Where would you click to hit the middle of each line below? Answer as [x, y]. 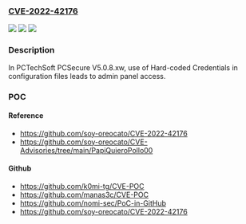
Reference [26, 116]
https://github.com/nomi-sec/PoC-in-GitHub [93, 203]
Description [32, 50]
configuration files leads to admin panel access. [87, 76]
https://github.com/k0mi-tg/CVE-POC [82, 186]
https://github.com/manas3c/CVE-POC [84, 195]
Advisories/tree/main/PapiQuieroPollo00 [86, 150]
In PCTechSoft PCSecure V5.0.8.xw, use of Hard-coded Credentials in [123, 67]
